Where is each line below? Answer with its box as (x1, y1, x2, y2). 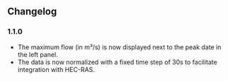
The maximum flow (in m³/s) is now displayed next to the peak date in (17, 42, 222, 51)
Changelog (7, 6, 57, 18)
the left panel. (17, 50, 58, 58)
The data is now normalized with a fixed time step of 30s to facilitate (17, 58, 217, 66)
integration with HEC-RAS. (17, 65, 96, 73)
